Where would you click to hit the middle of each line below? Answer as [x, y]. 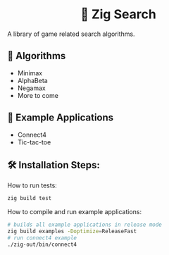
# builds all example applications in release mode [84, 225]
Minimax [30, 73]
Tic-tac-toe [34, 142]
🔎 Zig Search [118, 14]
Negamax [31, 88]
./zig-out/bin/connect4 [42, 244]
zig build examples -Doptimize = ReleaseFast [72, 232]
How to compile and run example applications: [75, 212]
